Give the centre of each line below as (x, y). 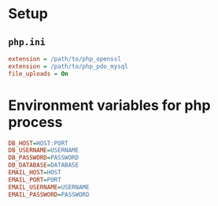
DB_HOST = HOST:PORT (38, 143)
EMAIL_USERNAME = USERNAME (49, 187)
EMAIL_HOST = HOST (35, 173)
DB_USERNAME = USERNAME (44, 151)
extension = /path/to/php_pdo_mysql (68, 66)
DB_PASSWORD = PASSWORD (44, 158)
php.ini (27, 42)
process (35, 122)
